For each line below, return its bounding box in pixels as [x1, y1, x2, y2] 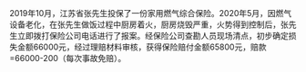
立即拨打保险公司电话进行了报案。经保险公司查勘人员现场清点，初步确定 [16, 31, 289, 40]
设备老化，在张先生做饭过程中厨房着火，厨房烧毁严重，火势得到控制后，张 [9, 19, 289, 30]
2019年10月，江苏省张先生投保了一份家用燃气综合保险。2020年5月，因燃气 [9, 8, 292, 18]
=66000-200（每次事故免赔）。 [9, 53, 127, 63]
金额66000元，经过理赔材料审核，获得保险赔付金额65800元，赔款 [16, 41, 267, 52]
